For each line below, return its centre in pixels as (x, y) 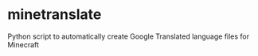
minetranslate (55, 15)
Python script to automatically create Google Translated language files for (129, 36)
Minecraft (23, 44)
